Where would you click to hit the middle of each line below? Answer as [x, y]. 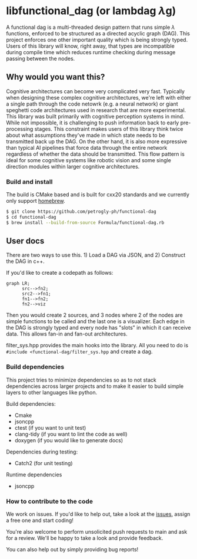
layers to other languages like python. [52, 392]
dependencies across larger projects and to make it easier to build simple [95, 386]
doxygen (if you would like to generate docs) [69, 440]
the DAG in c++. [26, 261]
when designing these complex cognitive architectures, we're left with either [98, 97]
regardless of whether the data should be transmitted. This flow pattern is [96, 154]
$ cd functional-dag [31, 217]
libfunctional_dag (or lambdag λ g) [91, 11]
